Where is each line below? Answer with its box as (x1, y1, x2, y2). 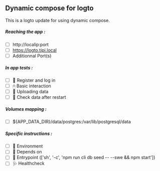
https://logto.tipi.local (12, 47, 57, 53)
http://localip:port (12, 41, 49, 47)
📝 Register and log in (12, 77, 56, 83)
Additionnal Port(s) (12, 53, 52, 59)
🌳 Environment (12, 143, 43, 149)
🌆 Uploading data (12, 89, 49, 95)
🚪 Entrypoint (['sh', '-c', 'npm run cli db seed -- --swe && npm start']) (12, 154, 155, 160)
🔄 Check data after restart (12, 94, 66, 100)
